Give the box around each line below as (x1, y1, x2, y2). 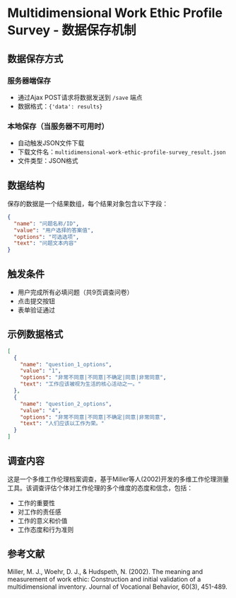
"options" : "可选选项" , (13, 233, 80, 240)
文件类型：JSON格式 (17, 157, 79, 165)
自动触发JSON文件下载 (17, 139, 85, 147)
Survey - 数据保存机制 (7, 23, 136, 38)
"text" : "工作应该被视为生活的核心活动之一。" (20, 380, 141, 388)
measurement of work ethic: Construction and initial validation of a (7, 575, 201, 583)
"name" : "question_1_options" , (20, 361, 112, 368)
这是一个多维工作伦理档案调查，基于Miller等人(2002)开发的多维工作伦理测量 (7, 475, 230, 483)
